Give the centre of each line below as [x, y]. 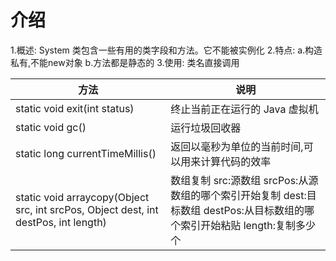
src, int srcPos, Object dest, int [87, 209]
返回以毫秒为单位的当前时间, [237, 146]
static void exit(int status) [75, 108]
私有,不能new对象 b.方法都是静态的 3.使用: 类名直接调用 [125, 62]
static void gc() [51, 127]
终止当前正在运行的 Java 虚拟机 [244, 109]
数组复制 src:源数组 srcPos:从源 [244, 180]
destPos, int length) [61, 222]
